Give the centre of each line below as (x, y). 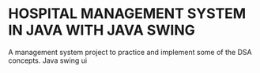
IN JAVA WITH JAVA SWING (102, 30)
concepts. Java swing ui (48, 60)
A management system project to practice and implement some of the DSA (130, 52)
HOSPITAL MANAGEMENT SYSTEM (127, 14)
